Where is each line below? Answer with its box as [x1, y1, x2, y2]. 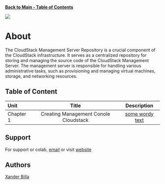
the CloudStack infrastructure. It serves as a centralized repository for [5, 52, 147, 58]
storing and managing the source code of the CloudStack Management [5, 57, 149, 63]
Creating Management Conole [41, 110, 110, 117]
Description [125, 102, 154, 109]
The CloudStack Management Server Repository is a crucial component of [5, 47, 156, 53]
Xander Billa [5, 174, 29, 180]
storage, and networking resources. [5, 73, 78, 79]
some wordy [125, 110, 154, 117]
